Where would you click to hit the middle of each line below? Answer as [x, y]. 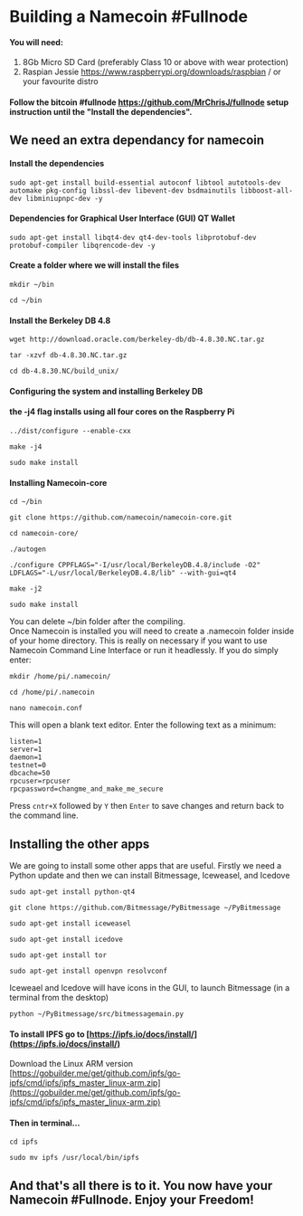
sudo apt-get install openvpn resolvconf [89, 971]
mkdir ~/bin [32, 284]
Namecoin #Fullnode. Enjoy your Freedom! [132, 1199]
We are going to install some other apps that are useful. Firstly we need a [146, 865]
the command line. [44, 815]
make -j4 [26, 446]
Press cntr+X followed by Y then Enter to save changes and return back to [147, 806]
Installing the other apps [80, 844]
